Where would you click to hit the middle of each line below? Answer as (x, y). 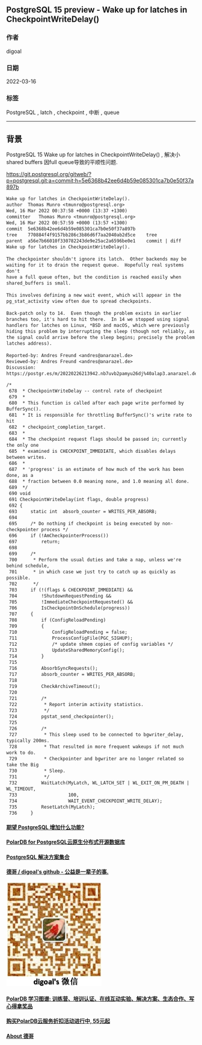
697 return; (35, 542)
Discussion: (21, 368)
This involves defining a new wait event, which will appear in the (94, 295)
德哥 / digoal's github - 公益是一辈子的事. (57, 872)
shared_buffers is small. (38, 283)
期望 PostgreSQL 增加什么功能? (45, 827)
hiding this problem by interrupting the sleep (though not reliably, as (101, 332)
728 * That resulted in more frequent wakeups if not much (96, 747)
